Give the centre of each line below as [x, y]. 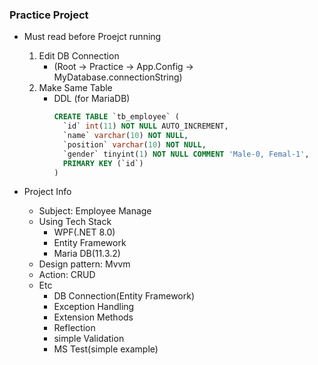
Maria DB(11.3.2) [87, 254]
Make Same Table [75, 88]
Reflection [74, 328]
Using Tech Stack [75, 222]
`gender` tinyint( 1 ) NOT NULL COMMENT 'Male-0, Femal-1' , [186, 154]
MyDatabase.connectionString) [118, 77]
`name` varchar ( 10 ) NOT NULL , [125, 136]
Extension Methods [93, 317]
